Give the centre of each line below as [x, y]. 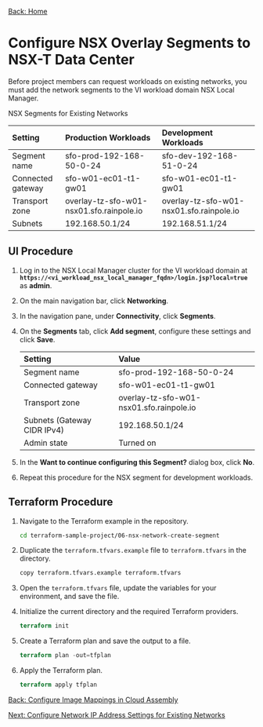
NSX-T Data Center [71, 60]
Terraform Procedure [61, 502]
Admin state [45, 443]
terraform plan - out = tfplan [65, 656]
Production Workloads [108, 137]
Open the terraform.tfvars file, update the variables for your [118, 588]
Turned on [137, 443]
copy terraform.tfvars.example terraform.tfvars [100, 573]
